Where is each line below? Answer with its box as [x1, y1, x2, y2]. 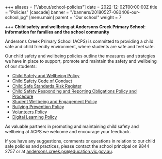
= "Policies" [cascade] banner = [5, 9, 69, 15]
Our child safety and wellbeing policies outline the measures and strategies [5, 53, 155, 59]
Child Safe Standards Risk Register [12, 83, 82, 89]
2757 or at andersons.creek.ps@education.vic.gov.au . [5, 148, 113, 154]
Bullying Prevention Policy [12, 104, 65, 109]
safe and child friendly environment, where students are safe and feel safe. [5, 44, 155, 49]
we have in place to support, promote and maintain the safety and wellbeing [5, 58, 157, 64]
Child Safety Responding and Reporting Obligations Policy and [12, 88, 137, 94]
